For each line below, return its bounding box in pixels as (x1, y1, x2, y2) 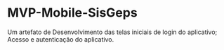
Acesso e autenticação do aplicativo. (7, 35, 114, 43)
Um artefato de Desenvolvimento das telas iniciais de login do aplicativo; (7, 28, 218, 36)
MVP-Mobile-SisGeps (7, 5, 138, 21)
